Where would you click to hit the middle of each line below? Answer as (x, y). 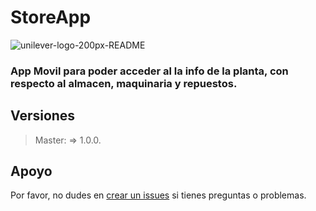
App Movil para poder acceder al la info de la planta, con (149, 71)
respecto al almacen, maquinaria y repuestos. (124, 83)
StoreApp (51, 17)
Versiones (43, 116)
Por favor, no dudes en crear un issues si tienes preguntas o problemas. (158, 195)
